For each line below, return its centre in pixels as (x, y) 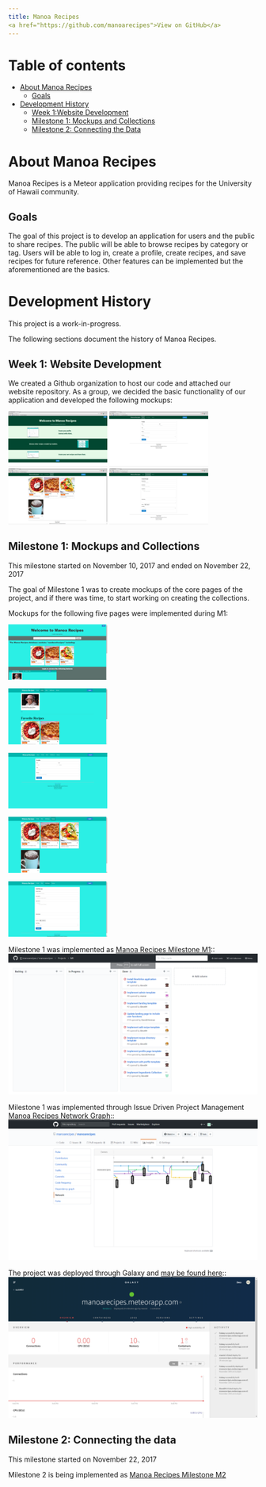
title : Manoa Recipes (44, 17)
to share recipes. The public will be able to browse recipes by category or (128, 244)
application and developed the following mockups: (90, 400)
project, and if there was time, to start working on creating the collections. (129, 597)
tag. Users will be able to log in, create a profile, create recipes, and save (127, 253)
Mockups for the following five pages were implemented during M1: (118, 613)
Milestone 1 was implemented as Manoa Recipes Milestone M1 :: (112, 950)
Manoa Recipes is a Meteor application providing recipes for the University (130, 183)
